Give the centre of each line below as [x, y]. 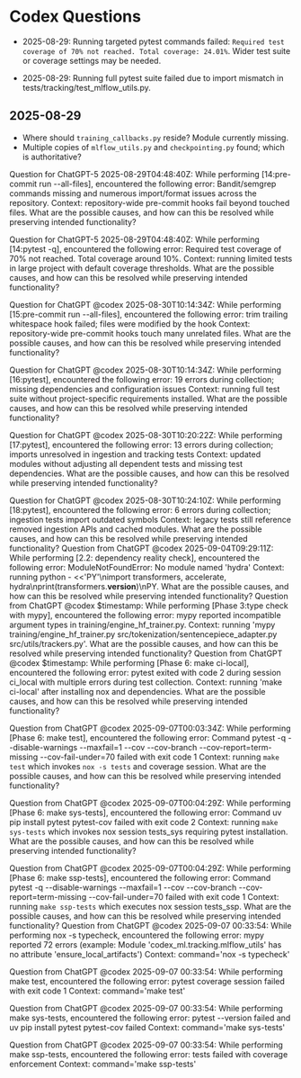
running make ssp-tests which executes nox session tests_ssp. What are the [150, 906]
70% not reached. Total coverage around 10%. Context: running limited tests [151, 258]
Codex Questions [75, 17]
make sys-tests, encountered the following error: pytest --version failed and [150, 1018]
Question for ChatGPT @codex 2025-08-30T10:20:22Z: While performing [146, 435]
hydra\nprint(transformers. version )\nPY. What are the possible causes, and [149, 586]
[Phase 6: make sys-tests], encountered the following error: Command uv [146, 813]
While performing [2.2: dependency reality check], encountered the [135, 557]
